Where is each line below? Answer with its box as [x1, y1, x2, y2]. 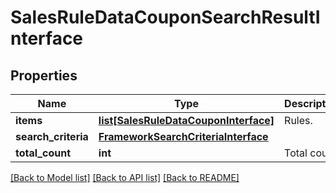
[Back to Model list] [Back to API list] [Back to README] [10, 172, 240, 183]
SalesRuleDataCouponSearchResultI [10, 6, 321, 29]
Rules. [284, 114, 313, 127]
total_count [15, 146, 71, 160]
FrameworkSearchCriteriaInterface [98, 130, 269, 143]
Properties [10, 67, 78, 84]
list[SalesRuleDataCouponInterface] [98, 114, 275, 127]
